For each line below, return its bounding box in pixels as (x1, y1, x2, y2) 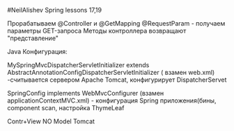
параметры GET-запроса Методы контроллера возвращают (7, 27, 187, 35)
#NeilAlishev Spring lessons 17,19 (7, 6, 102, 14)
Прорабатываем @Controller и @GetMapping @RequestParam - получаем (7, 19, 226, 27)
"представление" (7, 34, 59, 42)
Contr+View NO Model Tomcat (7, 117, 95, 125)
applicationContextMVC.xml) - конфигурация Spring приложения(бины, (7, 96, 217, 105)
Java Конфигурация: (7, 48, 68, 55)
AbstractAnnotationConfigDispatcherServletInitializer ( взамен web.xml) (7, 69, 215, 76)
